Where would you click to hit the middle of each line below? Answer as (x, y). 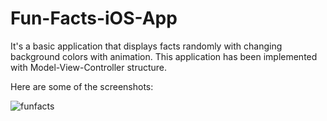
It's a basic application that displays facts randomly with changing (146, 46)
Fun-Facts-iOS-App (94, 18)
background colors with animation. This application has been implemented (164, 56)
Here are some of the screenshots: (82, 86)
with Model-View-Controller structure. (89, 67)
